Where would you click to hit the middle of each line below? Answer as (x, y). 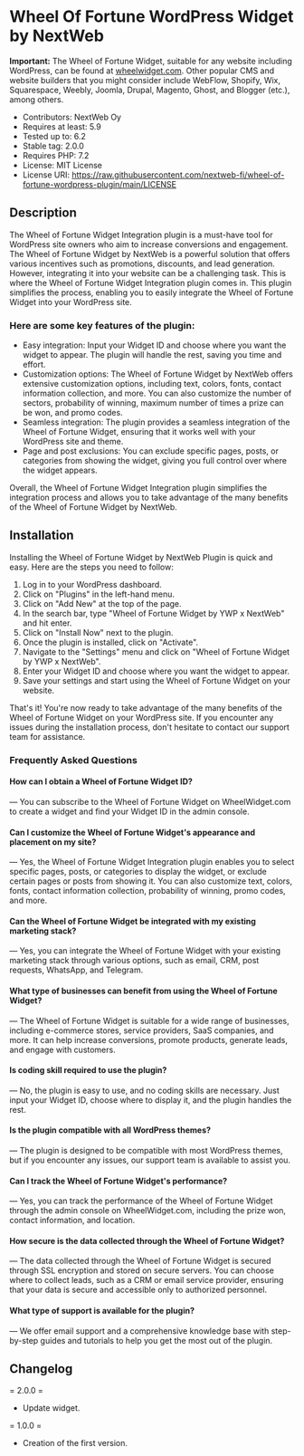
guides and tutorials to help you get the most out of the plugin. (157, 1340)
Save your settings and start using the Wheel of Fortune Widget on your (157, 680)
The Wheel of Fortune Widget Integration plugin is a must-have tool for (141, 235)
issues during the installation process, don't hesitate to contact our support (149, 727)
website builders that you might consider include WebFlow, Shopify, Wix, (145, 80)
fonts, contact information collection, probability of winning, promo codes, (148, 891)
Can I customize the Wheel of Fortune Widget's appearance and (133, 832)
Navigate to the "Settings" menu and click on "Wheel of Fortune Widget (156, 651)
